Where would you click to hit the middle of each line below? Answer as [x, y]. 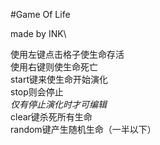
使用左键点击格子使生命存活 [67, 54]
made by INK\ [38, 33]
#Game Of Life [40, 14]
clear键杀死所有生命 [51, 117]
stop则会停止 [37, 92]
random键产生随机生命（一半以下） [83, 129]
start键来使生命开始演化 [59, 79]
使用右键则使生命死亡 [54, 67]
